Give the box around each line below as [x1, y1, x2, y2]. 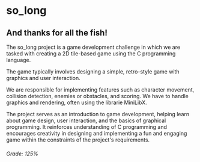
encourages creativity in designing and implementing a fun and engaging [6, 130, 187, 137]
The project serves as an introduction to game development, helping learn [6, 111, 190, 117]
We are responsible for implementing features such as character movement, [6, 86, 195, 93]
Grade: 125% [6, 150, 38, 157]
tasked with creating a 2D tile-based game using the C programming [6, 50, 176, 57]
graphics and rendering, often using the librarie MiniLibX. [6, 99, 147, 106]
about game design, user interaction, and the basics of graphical [6, 117, 166, 124]
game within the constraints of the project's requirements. [6, 136, 150, 143]
